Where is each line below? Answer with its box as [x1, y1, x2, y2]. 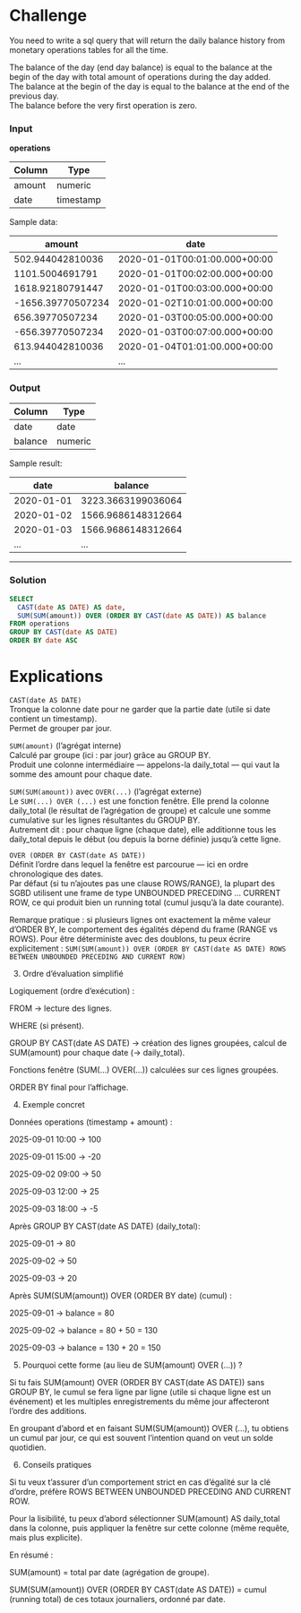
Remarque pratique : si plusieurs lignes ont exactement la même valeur [9, 915, 271, 926]
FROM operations [9, 619, 70, 628]
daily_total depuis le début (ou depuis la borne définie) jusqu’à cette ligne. [9, 834, 281, 845]
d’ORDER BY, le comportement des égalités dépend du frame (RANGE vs [9, 924, 278, 935]
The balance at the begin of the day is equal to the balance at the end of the [9, 81, 290, 91]
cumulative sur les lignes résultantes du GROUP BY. [9, 815, 201, 825]
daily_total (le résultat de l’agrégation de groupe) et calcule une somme [9, 806, 271, 816]
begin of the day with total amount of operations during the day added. [9, 71, 271, 82]
